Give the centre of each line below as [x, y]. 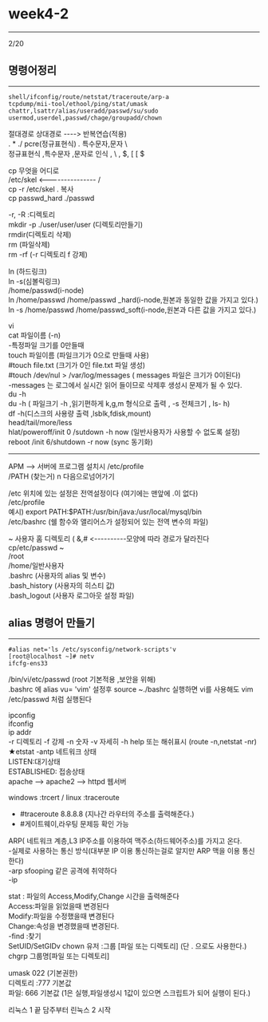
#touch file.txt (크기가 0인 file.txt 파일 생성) [77, 365]
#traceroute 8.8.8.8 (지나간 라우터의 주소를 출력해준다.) [107, 814]
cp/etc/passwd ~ [36, 547]
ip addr [20, 732]
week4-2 [39, 14]
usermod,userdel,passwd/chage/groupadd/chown [85, 118]
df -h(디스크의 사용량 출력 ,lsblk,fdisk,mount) [80, 413]
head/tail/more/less [40, 422]
